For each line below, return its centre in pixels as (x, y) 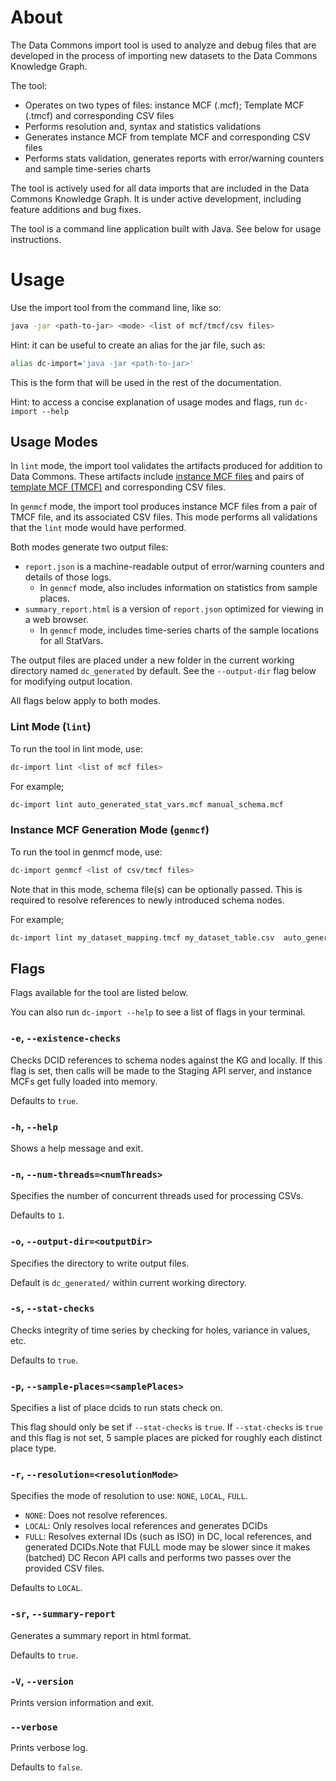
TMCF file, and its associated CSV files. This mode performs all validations (164, 517)
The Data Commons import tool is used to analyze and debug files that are (163, 45)
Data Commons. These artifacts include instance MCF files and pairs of (157, 477)
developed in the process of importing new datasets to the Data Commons (164, 55)
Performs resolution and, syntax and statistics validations (143, 126)
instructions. (36, 239)
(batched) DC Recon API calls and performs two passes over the (158, 1558)
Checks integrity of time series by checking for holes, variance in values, (160, 1330)
